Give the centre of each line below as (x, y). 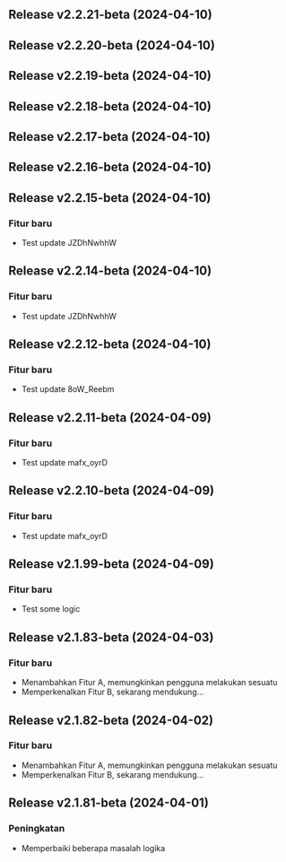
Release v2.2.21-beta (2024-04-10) (110, 15)
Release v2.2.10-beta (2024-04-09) (111, 491)
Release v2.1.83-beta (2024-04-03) (111, 637)
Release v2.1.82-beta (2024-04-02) (111, 720)
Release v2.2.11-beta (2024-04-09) (110, 418)
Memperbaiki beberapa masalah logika (93, 848)
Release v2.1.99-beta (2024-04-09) (111, 564)
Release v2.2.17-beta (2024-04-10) (110, 137)
